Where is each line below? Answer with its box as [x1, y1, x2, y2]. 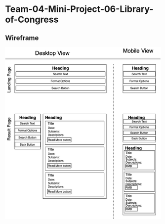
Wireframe [5, 34, 39, 42]
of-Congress [5, 14, 59, 25]
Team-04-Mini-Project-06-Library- [5, 3, 154, 15]
